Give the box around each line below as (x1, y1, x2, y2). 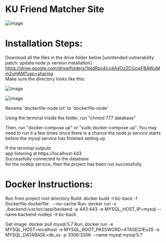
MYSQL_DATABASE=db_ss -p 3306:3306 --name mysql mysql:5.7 (5, 231, 143, 237)
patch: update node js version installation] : (5, 59, 95, 66)
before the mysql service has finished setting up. (5, 135, 107, 141)
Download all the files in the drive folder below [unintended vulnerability (5, 54, 154, 60)
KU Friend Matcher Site (5, 4, 105, 15)
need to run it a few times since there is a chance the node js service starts (5, 130, 161, 136)
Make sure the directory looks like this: (5, 75, 86, 82)
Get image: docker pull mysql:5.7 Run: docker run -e (5, 221, 114, 227)
